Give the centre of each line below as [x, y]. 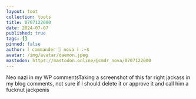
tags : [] [17, 39]
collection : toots [29, 17]
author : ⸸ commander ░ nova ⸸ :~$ [48, 50]
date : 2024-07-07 [27, 28]
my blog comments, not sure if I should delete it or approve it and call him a [97, 83]
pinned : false [24, 45]
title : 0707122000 [29, 22]
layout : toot [22, 11]
